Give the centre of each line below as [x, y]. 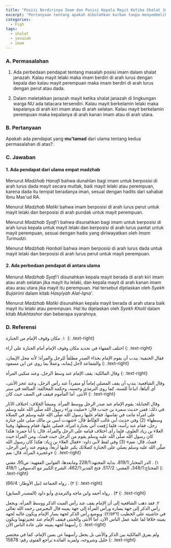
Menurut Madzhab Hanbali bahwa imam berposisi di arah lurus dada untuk [84, 248]
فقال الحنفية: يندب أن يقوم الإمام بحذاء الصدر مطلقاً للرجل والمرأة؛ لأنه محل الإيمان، [85, 358]
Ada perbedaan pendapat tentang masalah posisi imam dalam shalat [85, 72]
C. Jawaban [21, 158]
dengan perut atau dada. [39, 88]
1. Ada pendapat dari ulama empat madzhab [53, 169]
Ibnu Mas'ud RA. [23, 197]
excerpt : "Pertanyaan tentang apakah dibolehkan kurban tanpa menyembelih [87, 15]
